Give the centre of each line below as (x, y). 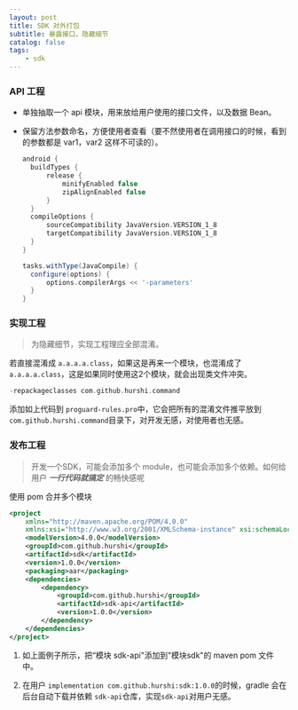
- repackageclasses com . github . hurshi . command (94, 391)
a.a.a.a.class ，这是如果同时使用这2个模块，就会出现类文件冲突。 (131, 375)
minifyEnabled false (100, 184)
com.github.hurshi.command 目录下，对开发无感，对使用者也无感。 (129, 420)
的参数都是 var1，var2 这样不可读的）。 (92, 142)
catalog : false (37, 42)
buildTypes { (55, 168)
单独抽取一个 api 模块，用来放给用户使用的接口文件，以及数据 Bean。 (149, 113)
